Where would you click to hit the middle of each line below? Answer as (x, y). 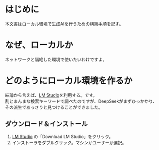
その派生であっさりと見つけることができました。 (54, 107)
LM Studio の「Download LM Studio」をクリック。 (63, 136)
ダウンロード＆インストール (47, 124)
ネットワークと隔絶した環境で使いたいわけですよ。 (56, 59)
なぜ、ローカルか (39, 45)
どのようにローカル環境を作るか (69, 81)
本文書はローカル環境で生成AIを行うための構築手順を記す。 (64, 24)
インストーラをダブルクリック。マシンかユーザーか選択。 (69, 142)
